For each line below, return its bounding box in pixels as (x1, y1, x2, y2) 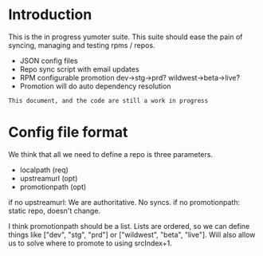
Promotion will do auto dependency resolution (19, 81, 171, 91)
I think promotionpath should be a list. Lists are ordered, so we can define (8, 221, 250, 230)
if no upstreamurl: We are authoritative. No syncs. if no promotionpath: (8, 197, 241, 207)
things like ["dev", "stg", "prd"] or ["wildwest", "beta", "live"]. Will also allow (8, 230, 256, 239)
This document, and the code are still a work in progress (8, 96, 209, 104)
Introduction (8, 6, 92, 24)
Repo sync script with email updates (19, 64, 139, 73)
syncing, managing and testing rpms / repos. (8, 40, 155, 49)
